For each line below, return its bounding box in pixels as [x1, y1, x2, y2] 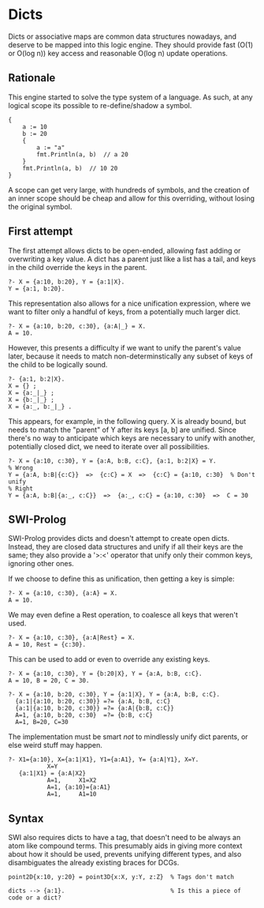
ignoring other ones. [8, 559, 75, 568]
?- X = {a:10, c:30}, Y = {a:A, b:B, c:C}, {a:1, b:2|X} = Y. [8, 456, 217, 465]
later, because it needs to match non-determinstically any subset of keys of [8, 351, 254, 361]
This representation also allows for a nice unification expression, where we [8, 298, 251, 308]
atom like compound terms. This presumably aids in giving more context [8, 841, 243, 850]
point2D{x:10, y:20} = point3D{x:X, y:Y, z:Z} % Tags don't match [8, 873, 235, 881]
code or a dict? [8, 894, 61, 902]
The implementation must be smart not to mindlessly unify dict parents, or [8, 732, 248, 741]
